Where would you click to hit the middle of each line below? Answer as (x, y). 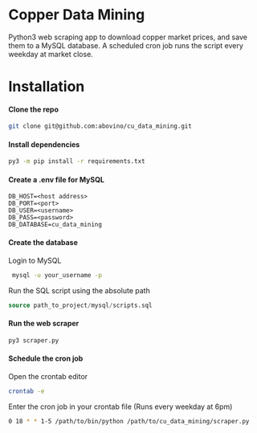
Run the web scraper (44, 324)
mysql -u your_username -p (57, 275)
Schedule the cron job (46, 358)
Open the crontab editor (48, 376)
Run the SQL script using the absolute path (79, 290)
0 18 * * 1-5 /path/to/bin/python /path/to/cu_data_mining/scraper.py (129, 421)
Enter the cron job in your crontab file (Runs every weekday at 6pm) (120, 406)
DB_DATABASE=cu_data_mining (55, 225)
